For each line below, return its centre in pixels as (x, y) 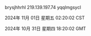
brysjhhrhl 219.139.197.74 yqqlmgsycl (43, 7)
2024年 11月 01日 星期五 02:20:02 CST (45, 18)
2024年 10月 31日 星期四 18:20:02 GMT (45, 28)
